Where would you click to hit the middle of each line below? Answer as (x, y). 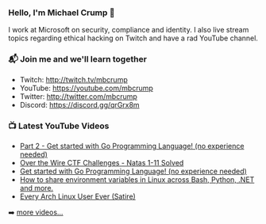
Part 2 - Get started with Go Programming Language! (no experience (132, 146)
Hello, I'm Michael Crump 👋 (62, 13)
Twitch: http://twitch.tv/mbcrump (74, 79)
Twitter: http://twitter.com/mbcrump (78, 96)
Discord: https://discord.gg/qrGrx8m (80, 104)
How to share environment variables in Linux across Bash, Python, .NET (137, 179)
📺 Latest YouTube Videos (59, 126)
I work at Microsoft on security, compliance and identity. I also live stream (129, 30)
